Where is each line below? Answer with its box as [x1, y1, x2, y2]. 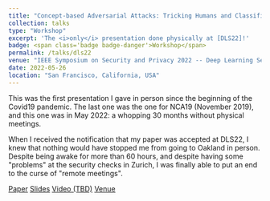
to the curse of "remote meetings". [8, 168, 123, 178]
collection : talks [8, 19, 70, 27]
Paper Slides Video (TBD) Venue [8, 183, 116, 193]
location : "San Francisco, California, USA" [8, 71, 160, 79]
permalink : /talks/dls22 [8, 49, 92, 57]
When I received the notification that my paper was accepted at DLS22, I [8, 134, 249, 144]
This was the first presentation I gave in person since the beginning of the [8, 93, 253, 103]
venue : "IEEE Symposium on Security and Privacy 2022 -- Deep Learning [8, 57, 253, 65]
